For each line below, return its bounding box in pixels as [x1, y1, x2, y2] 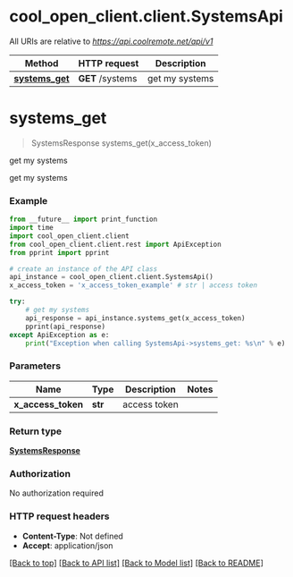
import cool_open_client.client [9, 231, 130, 241]
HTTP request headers [9, 510, 110, 522]
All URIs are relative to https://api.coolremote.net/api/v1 [9, 36, 213, 47]
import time [9, 224, 54, 233]
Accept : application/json [21, 539, 113, 551]
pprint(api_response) [25, 322, 105, 331]
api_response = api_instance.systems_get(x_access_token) [25, 313, 246, 323]
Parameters [9, 360, 61, 372]
